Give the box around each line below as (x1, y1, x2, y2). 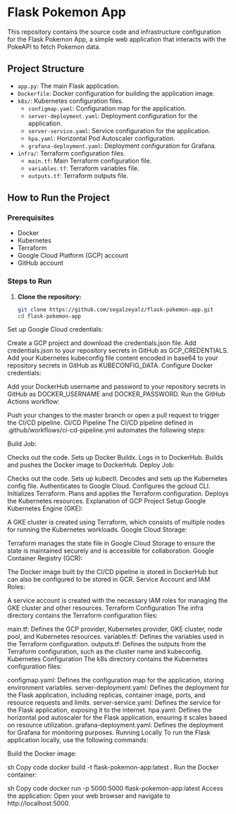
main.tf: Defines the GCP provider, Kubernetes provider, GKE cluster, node (7, 625, 223, 634)
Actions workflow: (7, 397, 60, 406)
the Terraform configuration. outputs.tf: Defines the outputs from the (7, 640, 206, 649)
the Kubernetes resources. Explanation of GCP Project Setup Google (7, 497, 206, 506)
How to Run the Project (7, 192, 111, 204)
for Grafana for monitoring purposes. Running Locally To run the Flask (7, 728, 211, 737)
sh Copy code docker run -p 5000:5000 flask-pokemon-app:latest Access (7, 784, 223, 793)
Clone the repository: (17, 292, 82, 301)
